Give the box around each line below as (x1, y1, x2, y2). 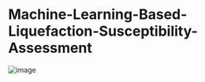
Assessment (8, 39, 92, 57)
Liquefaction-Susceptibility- (8, 22, 199, 40)
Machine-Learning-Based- (8, 6, 188, 24)
